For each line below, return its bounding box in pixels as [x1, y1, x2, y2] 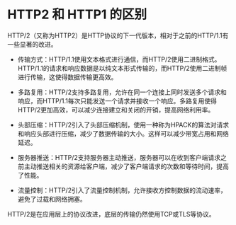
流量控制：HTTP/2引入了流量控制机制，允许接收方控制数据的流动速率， [17, 185, 227, 195]
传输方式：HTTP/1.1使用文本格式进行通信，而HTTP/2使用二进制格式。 [17, 54, 221, 64]
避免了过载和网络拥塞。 [17, 195, 86, 203]
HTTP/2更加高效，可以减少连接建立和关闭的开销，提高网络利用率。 [17, 105, 215, 114]
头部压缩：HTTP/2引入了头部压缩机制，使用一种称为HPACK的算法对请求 [17, 120, 229, 129]
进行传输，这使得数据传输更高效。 [17, 72, 118, 81]
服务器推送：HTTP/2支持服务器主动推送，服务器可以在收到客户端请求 [17, 153, 221, 161]
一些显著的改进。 [7, 40, 57, 48]
